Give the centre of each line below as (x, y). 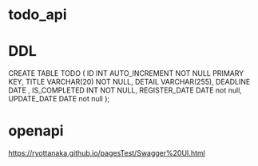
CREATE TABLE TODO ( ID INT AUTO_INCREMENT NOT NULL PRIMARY (126, 73)
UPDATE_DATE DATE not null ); (59, 99)
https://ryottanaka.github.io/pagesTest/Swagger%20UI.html (107, 153)
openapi (36, 131)
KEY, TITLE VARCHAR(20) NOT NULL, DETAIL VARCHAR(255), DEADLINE (129, 82)
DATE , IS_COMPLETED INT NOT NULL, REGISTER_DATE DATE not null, (125, 90)
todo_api (38, 15)
